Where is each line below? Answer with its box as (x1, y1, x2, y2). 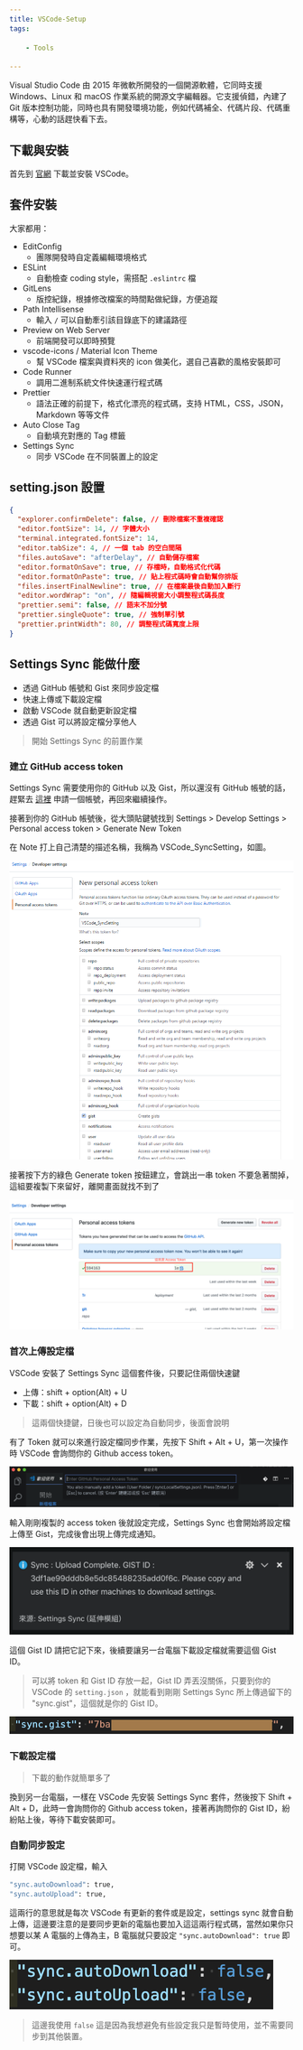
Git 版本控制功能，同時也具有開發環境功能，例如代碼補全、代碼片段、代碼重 (9, 102, 291, 113)
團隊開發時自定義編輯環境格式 (35, 251, 147, 262)
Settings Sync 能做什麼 (9, 657, 140, 672)
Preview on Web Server (22, 324, 111, 335)
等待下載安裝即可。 (48, 1813, 120, 1824)
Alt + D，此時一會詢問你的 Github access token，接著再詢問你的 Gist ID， (9, 1803, 282, 1813)
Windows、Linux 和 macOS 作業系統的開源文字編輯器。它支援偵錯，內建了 (9, 91, 288, 102)
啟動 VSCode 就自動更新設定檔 (22, 704, 137, 715)
